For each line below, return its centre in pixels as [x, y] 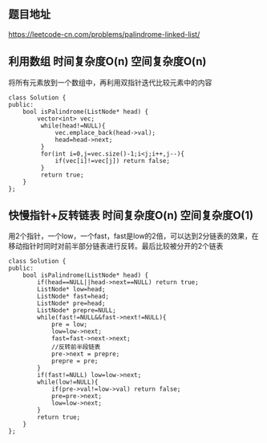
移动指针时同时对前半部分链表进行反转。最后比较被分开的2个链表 [116, 246]
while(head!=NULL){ [73, 126]
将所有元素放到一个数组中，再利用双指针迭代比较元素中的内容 [110, 82]
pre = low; [69, 325]
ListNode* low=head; [71, 290]
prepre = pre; [75, 361]
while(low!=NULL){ [68, 382]
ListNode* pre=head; [71, 303]
